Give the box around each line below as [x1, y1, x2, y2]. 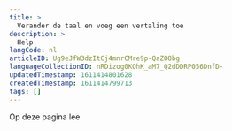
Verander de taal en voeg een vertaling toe [17, 21, 184, 30]
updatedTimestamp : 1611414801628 [9, 71, 133, 80]
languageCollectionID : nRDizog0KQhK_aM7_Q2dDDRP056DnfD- [9, 63, 224, 72]
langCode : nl [9, 46, 58, 55]
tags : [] [9, 87, 42, 96]
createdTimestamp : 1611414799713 [9, 79, 133, 88]
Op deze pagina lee [9, 112, 81, 122]
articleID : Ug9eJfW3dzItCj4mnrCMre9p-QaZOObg [9, 54, 180, 63]
